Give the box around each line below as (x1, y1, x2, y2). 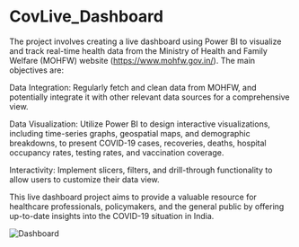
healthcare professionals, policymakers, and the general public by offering (9, 200, 285, 212)
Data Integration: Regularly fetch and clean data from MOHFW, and (9, 82, 258, 93)
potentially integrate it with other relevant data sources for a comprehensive (9, 92, 290, 102)
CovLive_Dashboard (9, 6, 164, 27)
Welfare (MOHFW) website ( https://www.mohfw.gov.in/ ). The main (9, 55, 256, 66)
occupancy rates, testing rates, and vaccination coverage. (9, 146, 224, 158)
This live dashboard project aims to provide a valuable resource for (9, 191, 258, 202)
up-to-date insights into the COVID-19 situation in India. (9, 210, 215, 221)
